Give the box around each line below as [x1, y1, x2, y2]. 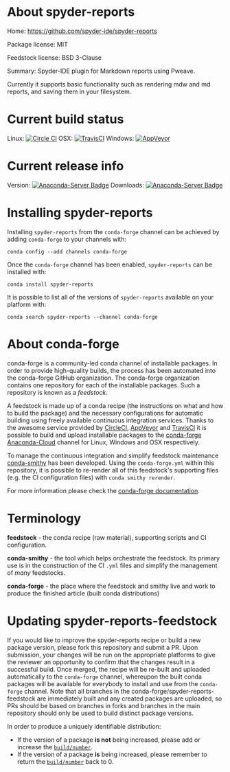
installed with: [7, 267, 47, 275]
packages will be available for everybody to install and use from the [7, 679, 198, 688]
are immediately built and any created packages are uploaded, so [36, 694, 222, 703]
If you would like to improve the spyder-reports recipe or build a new [7, 636, 201, 644]
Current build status [7, 111, 124, 127]
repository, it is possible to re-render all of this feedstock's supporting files [7, 466, 218, 474]
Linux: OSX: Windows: [7, 134, 135, 142]
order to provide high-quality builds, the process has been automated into [7, 366, 216, 374]
